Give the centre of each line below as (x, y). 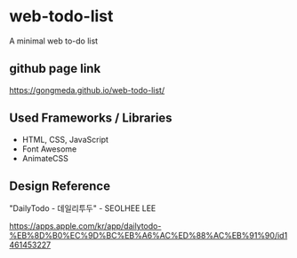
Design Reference (60, 186)
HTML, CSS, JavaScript (65, 139)
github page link (55, 69)
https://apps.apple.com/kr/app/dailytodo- (85, 226)
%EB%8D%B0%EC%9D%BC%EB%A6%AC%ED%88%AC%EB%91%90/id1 (148, 236)
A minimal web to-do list (54, 41)
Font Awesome (49, 149)
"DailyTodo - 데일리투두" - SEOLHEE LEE (83, 208)
